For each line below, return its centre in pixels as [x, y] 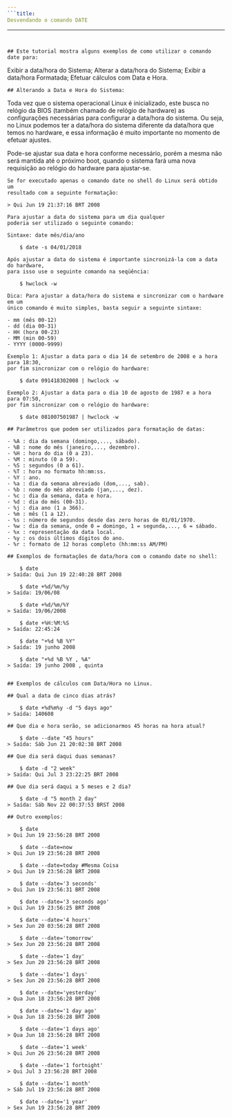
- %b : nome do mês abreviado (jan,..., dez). [75, 490]
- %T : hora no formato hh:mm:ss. [57, 472]
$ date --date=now [46, 847]
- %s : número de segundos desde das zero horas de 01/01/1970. [101, 520]
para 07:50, [24, 399]
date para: [23, 57]
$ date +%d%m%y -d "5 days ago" [66, 708]
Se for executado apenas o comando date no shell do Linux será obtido [112, 181]
